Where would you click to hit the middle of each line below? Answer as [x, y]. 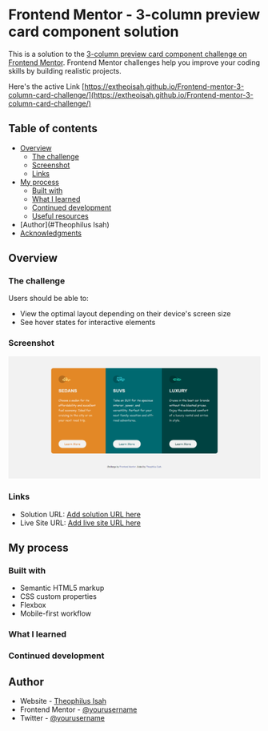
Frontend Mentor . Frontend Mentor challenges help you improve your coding [134, 62]
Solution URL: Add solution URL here [80, 514]
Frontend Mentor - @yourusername [78, 709]
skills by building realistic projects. [65, 70]
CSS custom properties [58, 596]
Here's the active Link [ [46, 86]
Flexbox [33, 605]
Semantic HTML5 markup [62, 588]
